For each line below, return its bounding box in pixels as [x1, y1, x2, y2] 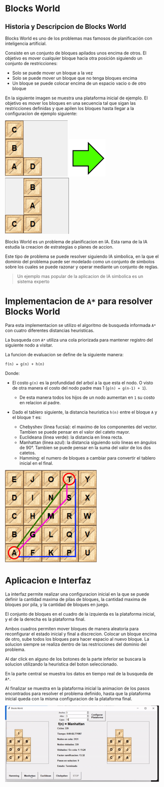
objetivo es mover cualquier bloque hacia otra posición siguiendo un [5, 55, 143, 61]
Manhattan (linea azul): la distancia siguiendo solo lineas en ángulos [19, 439, 157, 445]
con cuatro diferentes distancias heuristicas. [5, 327, 94, 333]
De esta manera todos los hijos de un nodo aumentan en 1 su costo [19, 394, 155, 400]
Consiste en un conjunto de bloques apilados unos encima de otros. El [5, 50, 146, 56]
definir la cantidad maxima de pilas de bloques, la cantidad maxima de [5, 596, 146, 602]
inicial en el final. [19, 460, 54, 466]
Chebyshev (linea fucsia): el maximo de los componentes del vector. [19, 424, 157, 430]
